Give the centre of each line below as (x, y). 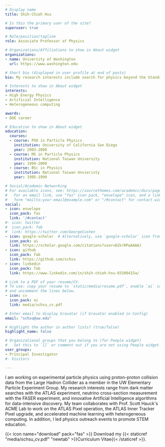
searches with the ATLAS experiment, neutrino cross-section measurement (81, 393)
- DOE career (18, 118)
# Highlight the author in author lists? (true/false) (62, 327)
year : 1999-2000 (31, 163)
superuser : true (22, 28)
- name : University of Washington (41, 59)
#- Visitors (17, 359)
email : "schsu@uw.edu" (28, 318)
